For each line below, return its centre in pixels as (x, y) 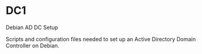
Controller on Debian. (33, 46)
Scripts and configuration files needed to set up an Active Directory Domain (101, 39)
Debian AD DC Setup (32, 27)
